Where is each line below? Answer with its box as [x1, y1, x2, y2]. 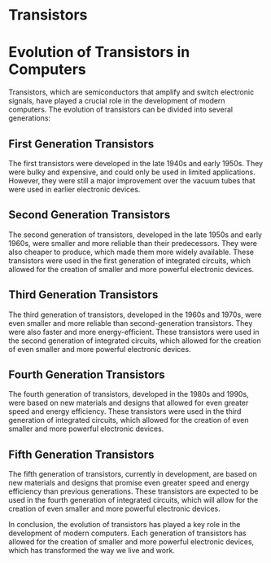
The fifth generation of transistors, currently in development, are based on [8, 469, 258, 479]
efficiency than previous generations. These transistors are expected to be [8, 486, 259, 496]
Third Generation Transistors [8, 288, 159, 302]
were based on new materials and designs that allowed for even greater [8, 398, 249, 408]
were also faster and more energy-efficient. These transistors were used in [8, 327, 260, 336]
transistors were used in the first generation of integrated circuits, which [8, 255, 251, 266]
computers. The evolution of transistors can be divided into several [8, 104, 234, 115]
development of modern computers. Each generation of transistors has [8, 528, 247, 539]
